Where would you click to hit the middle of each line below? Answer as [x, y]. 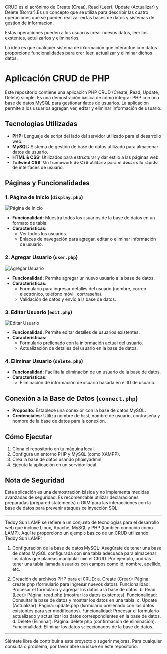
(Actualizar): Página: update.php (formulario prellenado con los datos [83, 605]
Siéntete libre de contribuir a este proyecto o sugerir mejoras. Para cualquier [83, 641]
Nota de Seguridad [35, 480]
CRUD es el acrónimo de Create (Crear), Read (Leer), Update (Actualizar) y [82, 7]
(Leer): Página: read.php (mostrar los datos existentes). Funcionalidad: [84, 595]
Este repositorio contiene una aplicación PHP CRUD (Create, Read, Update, [82, 92]
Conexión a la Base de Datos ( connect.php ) [72, 398]
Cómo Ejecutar [29, 436]
